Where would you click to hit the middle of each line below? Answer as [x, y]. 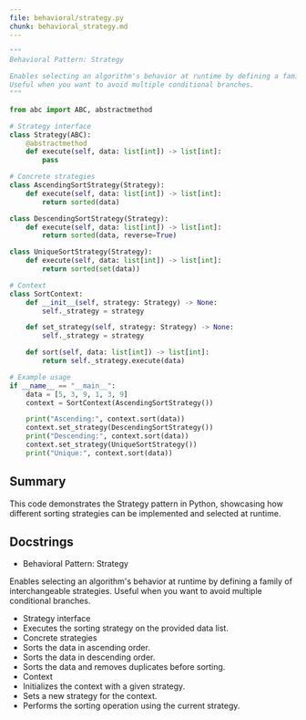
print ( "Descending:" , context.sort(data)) [107, 436]
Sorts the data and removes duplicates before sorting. [124, 667]
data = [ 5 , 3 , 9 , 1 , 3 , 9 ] [77, 394]
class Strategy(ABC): [51, 135]
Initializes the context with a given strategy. [104, 686]
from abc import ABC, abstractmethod [81, 110]
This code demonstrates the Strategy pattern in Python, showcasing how [147, 504]
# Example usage [40, 377]
